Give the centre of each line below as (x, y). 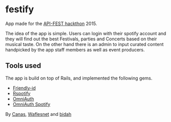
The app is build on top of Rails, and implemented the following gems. (79, 78)
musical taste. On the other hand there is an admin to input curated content (84, 44)
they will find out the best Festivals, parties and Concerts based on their (81, 39)
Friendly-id (24, 88)
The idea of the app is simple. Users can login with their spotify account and (86, 33)
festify (20, 9)
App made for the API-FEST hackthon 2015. (51, 23)
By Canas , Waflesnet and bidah (38, 114)
